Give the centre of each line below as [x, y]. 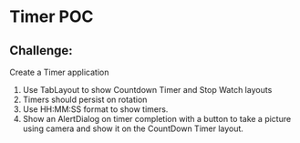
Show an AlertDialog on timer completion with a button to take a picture [157, 119]
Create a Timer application [59, 72]
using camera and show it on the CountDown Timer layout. [133, 128]
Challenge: [41, 51]
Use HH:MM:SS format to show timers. [95, 109]
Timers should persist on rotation [85, 99]
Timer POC [52, 17]
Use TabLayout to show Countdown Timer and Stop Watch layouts [147, 90]
